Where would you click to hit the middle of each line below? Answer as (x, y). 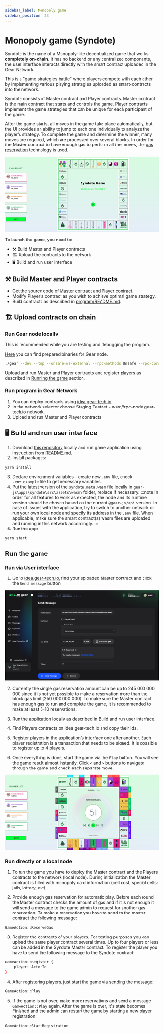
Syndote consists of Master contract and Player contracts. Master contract (80, 99)
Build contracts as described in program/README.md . (66, 301)
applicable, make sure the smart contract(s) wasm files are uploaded (81, 518)
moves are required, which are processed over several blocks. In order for (80, 140)
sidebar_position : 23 (27, 15)
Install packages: (29, 457)
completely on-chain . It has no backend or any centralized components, (78, 59)
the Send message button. (37, 583)
